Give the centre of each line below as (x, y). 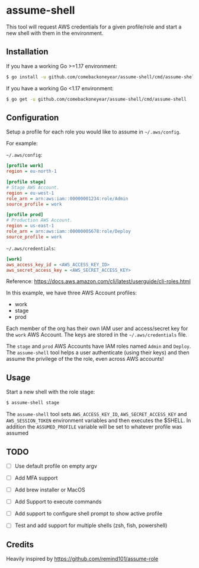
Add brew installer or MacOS (50, 490)
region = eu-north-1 (32, 172)
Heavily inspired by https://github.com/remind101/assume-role (82, 559)
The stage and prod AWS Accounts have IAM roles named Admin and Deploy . (99, 346)
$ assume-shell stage (33, 403)
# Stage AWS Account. (33, 188)
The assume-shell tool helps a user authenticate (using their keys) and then (98, 353)
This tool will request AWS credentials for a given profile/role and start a (94, 27)
